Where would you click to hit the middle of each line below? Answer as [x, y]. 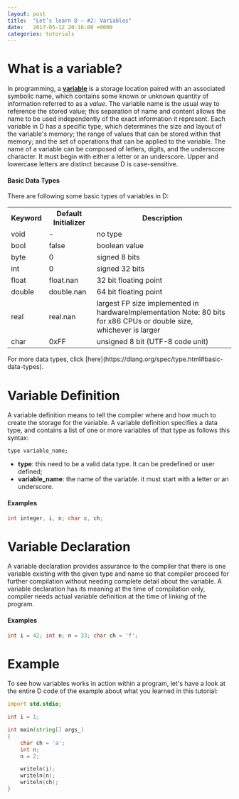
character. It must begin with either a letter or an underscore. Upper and [113, 156]
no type [109, 234]
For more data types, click [46, 359]
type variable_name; [38, 451]
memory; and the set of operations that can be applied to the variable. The [117, 141]
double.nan [68, 292]
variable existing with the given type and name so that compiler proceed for [118, 574]
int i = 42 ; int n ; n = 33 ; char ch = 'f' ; [73, 636]
